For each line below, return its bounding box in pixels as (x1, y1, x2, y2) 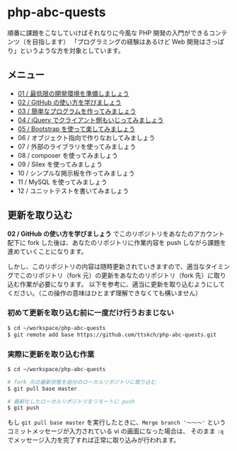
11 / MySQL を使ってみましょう (17, 178, 108, 186)
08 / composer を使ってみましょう (17, 151, 118, 159)
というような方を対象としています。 (19, 46, 125, 55)
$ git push (7, 404, 40, 411)
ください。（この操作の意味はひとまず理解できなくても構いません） (7, 288, 202, 297)
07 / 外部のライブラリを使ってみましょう (17, 142, 137, 151)
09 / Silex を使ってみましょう (17, 160, 103, 169)
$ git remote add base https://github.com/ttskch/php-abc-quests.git (7, 331, 217, 338)
